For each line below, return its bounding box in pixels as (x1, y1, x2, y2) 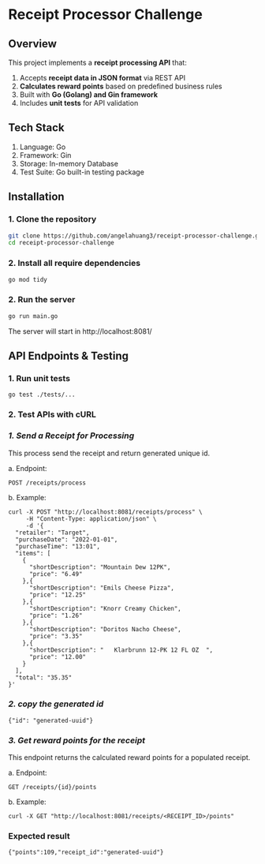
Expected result (8, 831, 70, 842)
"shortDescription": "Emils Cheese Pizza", (28, 584, 175, 592)
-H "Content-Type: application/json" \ (25, 514, 157, 522)
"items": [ (15, 549, 51, 557)
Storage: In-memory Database (19, 159, 118, 168)
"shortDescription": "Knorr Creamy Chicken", (28, 604, 181, 612)
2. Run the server (8, 294, 76, 305)
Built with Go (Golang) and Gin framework (19, 90, 159, 99)
